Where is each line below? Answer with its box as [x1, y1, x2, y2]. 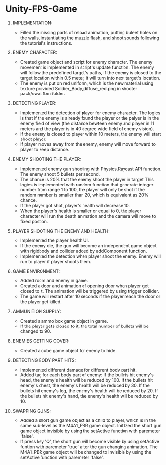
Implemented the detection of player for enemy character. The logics [20, 110, 161, 116]
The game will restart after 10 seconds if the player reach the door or [20, 293, 161, 299]
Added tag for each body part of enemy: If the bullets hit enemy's [20, 372, 154, 378]
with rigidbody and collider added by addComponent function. [20, 248, 147, 254]
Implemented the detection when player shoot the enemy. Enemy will [20, 253, 161, 259]
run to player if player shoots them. [20, 258, 92, 264]
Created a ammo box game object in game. [20, 318, 108, 324]
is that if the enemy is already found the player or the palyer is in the [20, 115, 159, 121]
